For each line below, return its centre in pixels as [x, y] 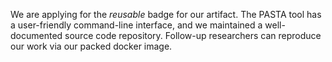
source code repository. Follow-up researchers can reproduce [193, 35]
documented [36, 35]
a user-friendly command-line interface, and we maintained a [136, 25]
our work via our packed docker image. [91, 46]
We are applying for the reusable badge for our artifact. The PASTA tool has [166, 14]
